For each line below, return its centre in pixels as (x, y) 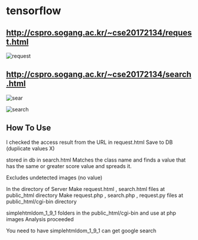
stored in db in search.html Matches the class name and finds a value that (96, 160)
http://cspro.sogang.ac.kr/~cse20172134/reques (99, 33)
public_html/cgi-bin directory (41, 201)
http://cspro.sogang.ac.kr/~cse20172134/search (99, 75)
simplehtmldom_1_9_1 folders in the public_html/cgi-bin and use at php (91, 213)
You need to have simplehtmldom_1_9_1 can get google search (81, 231)
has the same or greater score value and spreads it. (69, 166)
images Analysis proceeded (40, 219)
